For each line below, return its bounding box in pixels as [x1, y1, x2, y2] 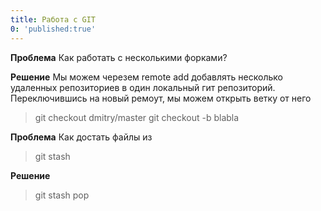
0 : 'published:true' [10, 24, 97, 34]
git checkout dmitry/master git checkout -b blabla [34, 111, 240, 123]
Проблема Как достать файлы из [10, 131, 153, 143]
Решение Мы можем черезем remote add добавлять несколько [10, 71, 283, 83]
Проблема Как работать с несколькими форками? [10, 51, 228, 63]
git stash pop [34, 189, 90, 201]
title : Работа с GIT [10, 14, 97, 25]
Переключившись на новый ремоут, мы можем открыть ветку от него [10, 92, 312, 104]
